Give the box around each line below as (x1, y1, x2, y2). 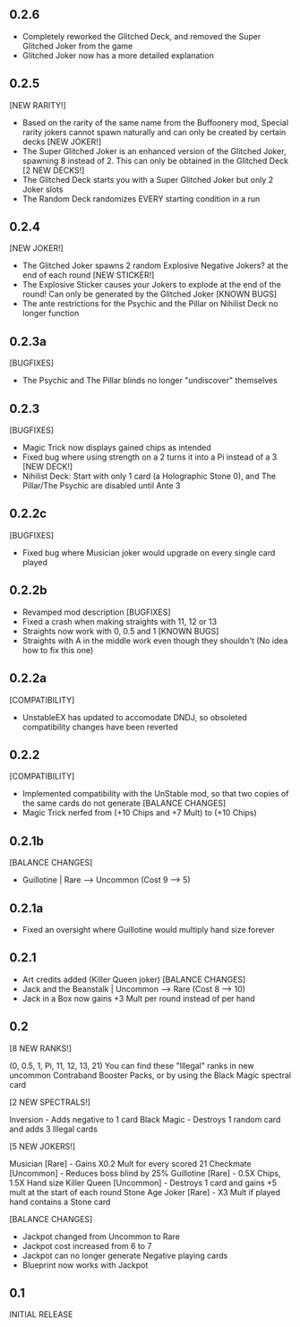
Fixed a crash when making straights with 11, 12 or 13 (21, 616, 218, 626)
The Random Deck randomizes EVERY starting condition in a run (21, 193, 261, 204)
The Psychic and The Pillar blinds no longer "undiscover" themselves (21, 375, 278, 386)
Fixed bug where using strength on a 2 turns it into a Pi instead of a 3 (21, 452, 278, 462)
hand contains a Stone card (9, 1196, 111, 1207)
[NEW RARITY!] (9, 99, 67, 110)
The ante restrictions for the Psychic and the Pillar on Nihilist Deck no (21, 298, 279, 309)
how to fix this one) (21, 644, 94, 655)
